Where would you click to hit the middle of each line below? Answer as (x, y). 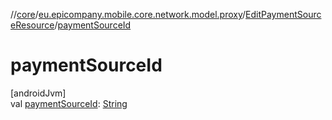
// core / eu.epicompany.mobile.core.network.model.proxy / (128, 14)
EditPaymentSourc (283, 14)
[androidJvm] (38, 93)
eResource (32, 25)
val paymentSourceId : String (69, 103)
